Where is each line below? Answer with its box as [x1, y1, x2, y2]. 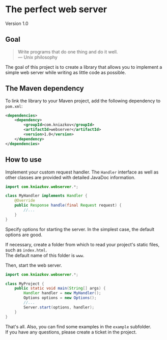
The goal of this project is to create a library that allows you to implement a [5, 64, 162, 70]
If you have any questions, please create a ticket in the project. [5, 329, 137, 335]
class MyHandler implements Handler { [5, 193, 88, 199]
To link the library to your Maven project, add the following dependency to [5, 98, 161, 104]
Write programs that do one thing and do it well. [17, 48, 118, 54]
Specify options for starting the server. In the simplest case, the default [5, 226, 155, 232]
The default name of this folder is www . [5, 252, 85, 258]
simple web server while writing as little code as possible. [5, 69, 126, 75]
